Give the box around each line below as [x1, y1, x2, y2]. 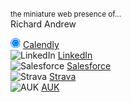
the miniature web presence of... [10, 9, 122, 19]
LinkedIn [57, 49, 93, 61]
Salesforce [66, 60, 112, 72]
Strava [49, 71, 77, 82]
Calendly [22, 39, 60, 50]
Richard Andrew [10, 18, 77, 30]
